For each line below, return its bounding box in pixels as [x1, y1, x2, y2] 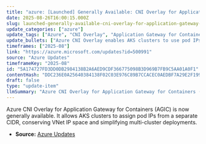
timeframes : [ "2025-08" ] [6, 44, 70, 50]
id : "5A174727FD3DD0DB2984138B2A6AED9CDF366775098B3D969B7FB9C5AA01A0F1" [6, 66, 199, 72]
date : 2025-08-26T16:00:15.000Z [6, 15, 89, 21]
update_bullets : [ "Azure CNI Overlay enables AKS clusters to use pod [6, 37, 191, 44]
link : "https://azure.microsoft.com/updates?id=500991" [6, 49, 152, 55]
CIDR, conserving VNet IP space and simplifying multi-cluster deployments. [6, 118, 197, 126]
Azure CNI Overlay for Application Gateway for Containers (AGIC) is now [6, 105, 189, 113]
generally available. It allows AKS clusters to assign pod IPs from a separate [6, 112, 198, 119]
